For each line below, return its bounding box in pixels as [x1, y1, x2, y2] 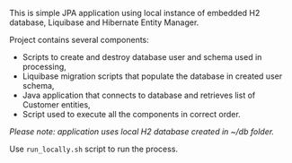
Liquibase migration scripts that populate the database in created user [22, 71, 283, 81]
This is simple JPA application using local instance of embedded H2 [9, 8, 261, 18]
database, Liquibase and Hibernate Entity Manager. [9, 17, 199, 28]
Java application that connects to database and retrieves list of [22, 90, 256, 100]
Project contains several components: [9, 35, 150, 45]
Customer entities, [22, 99, 92, 110]
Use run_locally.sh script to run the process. [9, 143, 178, 154]
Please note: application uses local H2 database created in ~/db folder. [9, 126, 275, 137]
